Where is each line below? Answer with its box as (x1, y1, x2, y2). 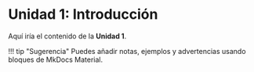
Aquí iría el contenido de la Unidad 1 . (8, 31, 127, 41)
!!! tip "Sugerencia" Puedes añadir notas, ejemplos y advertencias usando (8, 46, 246, 56)
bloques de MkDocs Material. (8, 55, 103, 64)
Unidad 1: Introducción (8, 5, 158, 23)
